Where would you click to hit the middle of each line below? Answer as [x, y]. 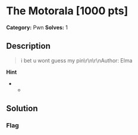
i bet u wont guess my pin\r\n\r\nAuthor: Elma [76, 60]
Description [28, 46]
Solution [22, 109]
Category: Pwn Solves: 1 [37, 27]
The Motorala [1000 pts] [67, 11]
